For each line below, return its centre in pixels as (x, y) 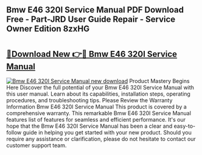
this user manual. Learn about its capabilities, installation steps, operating (98, 94)
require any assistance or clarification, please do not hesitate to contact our (101, 139)
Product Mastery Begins (159, 81)
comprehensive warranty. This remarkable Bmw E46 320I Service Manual (99, 113)
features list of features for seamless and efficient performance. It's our (96, 120)
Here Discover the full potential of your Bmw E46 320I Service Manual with (100, 87)
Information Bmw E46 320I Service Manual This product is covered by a (96, 107)
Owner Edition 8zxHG (48, 29)
